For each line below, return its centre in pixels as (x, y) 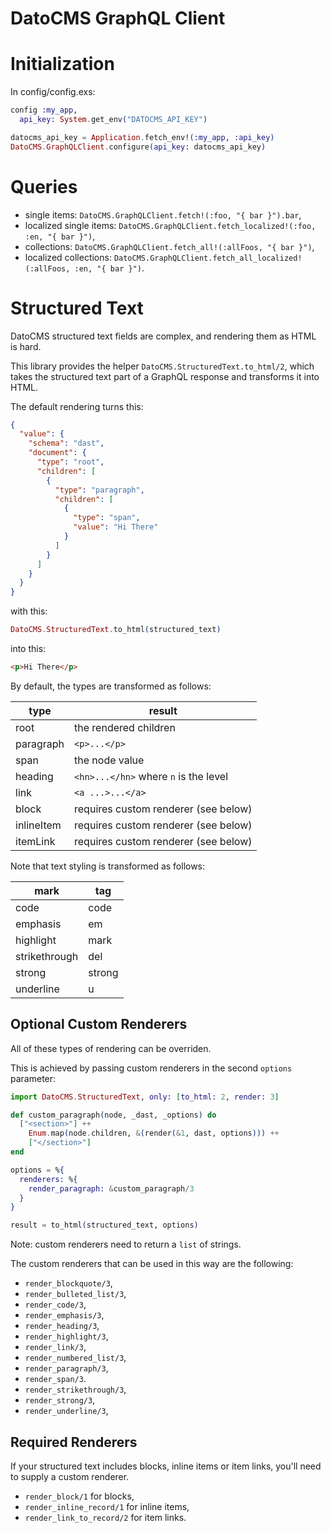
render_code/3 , (55, 1304)
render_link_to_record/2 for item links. (105, 1517)
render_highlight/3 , (66, 1336)
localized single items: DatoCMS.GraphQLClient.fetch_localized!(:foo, (170, 225)
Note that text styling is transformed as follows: (108, 866)
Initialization (62, 64)
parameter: (33, 1078)
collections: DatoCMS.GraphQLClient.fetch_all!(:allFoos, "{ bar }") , (169, 246)
